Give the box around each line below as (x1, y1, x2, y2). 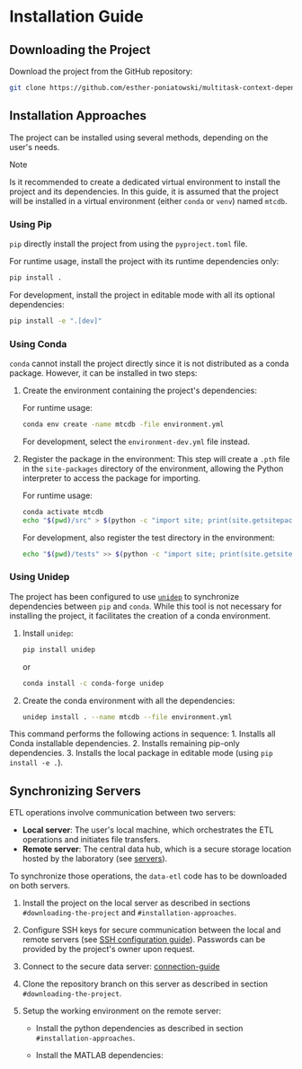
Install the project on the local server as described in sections (22, 897, 251, 909)
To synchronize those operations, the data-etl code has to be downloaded (9, 870, 288, 882)
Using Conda (9, 337, 67, 350)
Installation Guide (9, 6, 144, 27)
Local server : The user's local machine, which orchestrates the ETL (22, 824, 274, 835)
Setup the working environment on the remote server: (22, 1005, 222, 1017)
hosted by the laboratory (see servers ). (22, 853, 168, 864)
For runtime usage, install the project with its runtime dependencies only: (9, 255, 280, 266)
